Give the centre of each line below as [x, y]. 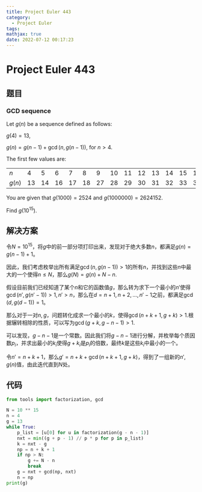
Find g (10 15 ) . [22, 210]
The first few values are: [36, 159]
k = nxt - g [32, 444]
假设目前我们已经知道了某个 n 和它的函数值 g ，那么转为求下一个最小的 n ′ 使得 [99, 287]
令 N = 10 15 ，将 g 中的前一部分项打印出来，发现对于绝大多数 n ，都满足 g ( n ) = [99, 246]
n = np [25, 477]
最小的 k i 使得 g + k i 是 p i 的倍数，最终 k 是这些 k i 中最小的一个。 [109, 344]
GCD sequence [29, 111]
